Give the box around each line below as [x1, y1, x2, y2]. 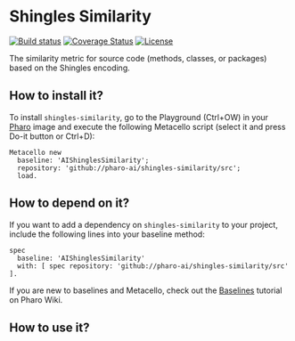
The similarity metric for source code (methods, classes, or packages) [9, 53, 267, 63]
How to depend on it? [9, 196, 130, 211]
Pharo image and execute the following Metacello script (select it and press [9, 121, 286, 132]
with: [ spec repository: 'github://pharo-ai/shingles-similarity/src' [17, 261, 290, 271]
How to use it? [9, 320, 90, 335]
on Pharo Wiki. [9, 294, 63, 304]
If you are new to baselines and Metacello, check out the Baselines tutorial [9, 285, 283, 296]
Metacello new [9, 148, 62, 157]
